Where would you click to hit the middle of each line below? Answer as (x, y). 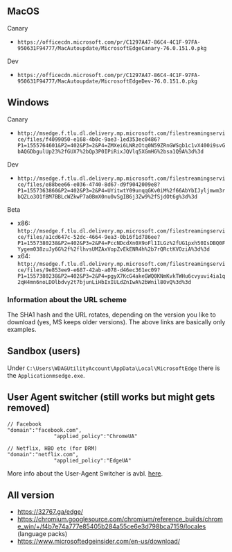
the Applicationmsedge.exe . (46, 375)
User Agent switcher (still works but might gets (111, 398)
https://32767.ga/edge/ (50, 512)
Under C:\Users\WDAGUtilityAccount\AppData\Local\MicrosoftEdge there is (114, 368)
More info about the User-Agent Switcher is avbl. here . (85, 473)
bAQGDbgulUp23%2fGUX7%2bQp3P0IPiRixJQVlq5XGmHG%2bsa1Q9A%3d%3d (110, 151)
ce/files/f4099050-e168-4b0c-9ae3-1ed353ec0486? (89, 139)
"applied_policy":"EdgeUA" (92, 460)
